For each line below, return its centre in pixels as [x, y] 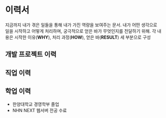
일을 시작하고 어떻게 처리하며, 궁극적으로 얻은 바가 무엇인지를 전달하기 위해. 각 [81, 31]
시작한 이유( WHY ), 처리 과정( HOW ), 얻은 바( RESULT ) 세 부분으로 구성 [83, 37]
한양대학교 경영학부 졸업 [36, 104]
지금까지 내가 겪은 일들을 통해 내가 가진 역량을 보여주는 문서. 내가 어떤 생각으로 [81, 25]
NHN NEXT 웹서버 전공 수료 [40, 110]
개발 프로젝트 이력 [31, 54]
